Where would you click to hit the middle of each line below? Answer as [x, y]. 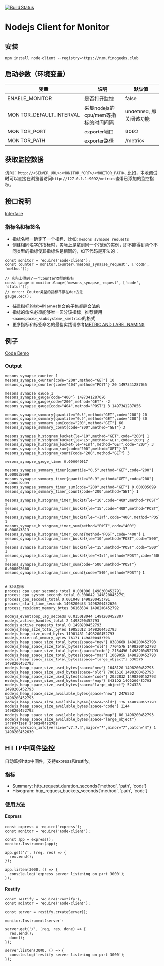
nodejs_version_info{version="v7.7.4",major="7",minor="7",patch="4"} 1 [81, 728]
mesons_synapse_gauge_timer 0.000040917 [47, 461]
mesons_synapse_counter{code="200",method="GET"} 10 [60, 380]
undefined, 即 [141, 111]
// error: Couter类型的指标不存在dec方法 [44, 292]
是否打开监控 [99, 99]
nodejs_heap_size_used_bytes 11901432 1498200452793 [60, 634]
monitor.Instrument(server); [35, 921]
